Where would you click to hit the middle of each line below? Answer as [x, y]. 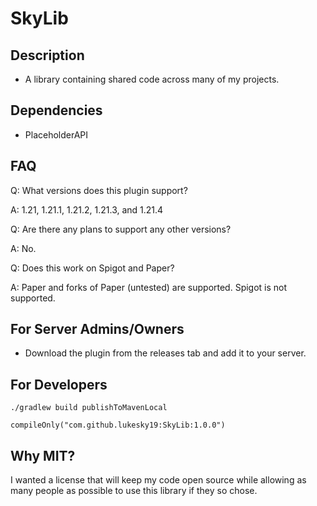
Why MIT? [43, 455]
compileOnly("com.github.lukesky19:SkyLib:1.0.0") [118, 425]
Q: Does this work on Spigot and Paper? [92, 268]
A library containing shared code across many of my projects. [152, 79]
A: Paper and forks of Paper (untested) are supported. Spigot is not [149, 287]
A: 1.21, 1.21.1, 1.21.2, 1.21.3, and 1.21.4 [87, 209]
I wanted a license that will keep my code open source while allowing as [158, 480]
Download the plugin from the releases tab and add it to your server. [165, 353]
